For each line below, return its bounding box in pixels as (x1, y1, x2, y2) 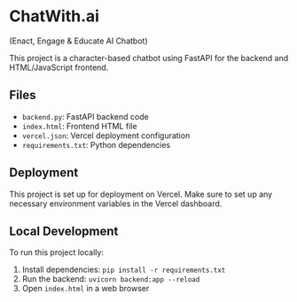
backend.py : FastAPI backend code (21, 111, 149, 121)
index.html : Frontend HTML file (21, 120, 137, 131)
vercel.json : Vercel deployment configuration (21, 130, 191, 141)
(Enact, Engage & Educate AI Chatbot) (9, 35, 148, 46)
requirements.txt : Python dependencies (21, 139, 171, 150)
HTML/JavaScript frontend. (9, 62, 109, 73)
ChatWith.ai (9, 6, 100, 27)
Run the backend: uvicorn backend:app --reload (21, 274, 200, 284)
